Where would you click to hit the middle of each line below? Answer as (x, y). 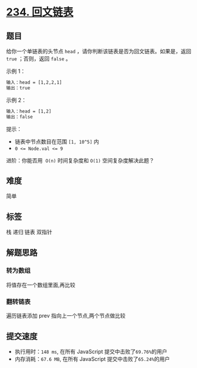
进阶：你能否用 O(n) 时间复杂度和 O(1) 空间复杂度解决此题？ (80, 160)
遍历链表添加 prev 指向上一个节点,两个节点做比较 (66, 316)
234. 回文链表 (40, 12)
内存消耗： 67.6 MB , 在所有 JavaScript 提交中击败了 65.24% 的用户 (92, 359)
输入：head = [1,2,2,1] (34, 82)
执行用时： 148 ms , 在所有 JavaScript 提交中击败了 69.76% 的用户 (91, 351)
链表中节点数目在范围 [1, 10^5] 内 (57, 141)
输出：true (18, 88)
